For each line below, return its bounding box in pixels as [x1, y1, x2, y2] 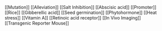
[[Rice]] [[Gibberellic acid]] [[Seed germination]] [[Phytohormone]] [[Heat [5, 9, 157, 15]
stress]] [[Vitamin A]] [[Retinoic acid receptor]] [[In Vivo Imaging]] [5, 15, 141, 20]
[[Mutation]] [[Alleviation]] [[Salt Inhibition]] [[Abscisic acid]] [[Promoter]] [5, 4, 156, 10]
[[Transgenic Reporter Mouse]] [5, 20, 69, 26]
